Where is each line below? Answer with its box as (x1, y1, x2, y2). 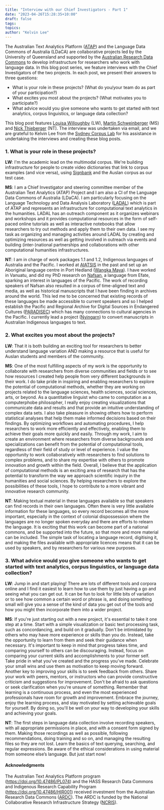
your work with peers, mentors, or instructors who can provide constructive (5, 673, 158, 679)
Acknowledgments (5, 762, 45, 768)
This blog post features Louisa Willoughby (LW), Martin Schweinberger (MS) (5, 120, 159, 126)
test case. (5, 175, 25, 181)
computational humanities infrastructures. (5, 247, 90, 253)
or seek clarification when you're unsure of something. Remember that (5, 684, 148, 690)
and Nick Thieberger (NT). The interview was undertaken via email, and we (5, 125, 157, 131)
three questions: (5, 75, 38, 81)
